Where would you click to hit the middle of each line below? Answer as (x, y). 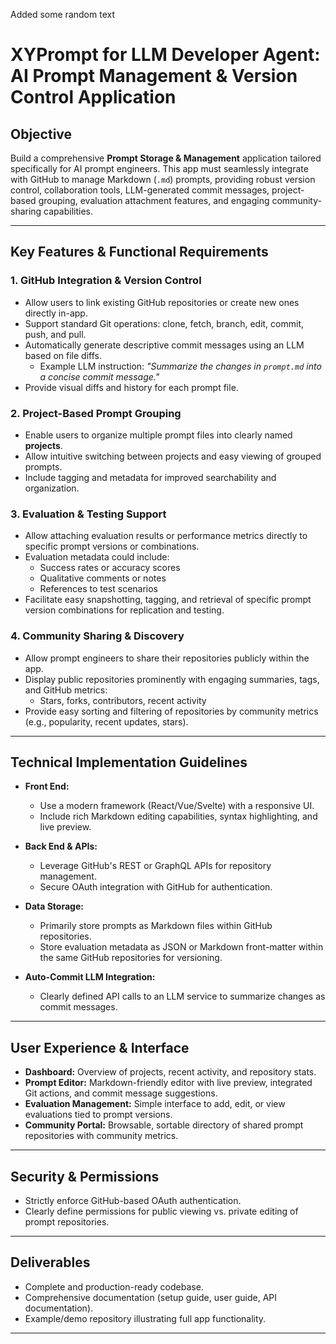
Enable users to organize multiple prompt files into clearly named (158, 435)
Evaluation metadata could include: (97, 557)
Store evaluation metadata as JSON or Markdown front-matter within (181, 947)
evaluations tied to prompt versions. (98, 1115)
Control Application (93, 97)
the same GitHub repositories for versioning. (131, 958)
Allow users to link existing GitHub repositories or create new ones (162, 302)
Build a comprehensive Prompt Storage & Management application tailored (166, 158)
